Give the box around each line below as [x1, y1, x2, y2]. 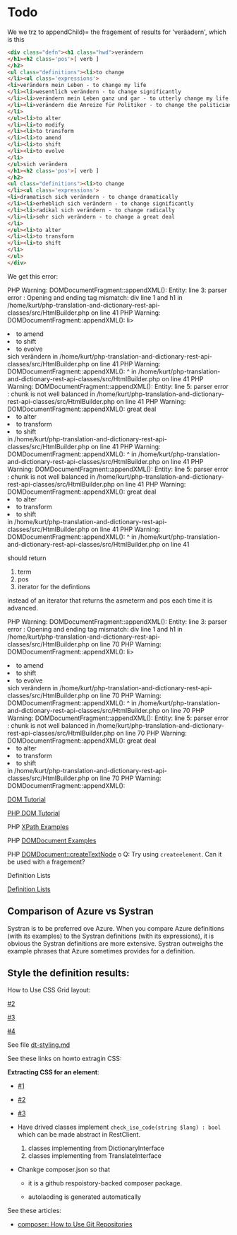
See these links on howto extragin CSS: [7, 1055, 122, 1063]
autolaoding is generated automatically [28, 1193, 141, 1201]
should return [7, 553, 47, 562]
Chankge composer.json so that [17, 1165, 111, 1174]
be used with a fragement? [7, 857, 85, 866]
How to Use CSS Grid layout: [7, 986, 91, 995]
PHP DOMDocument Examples [7, 836, 97, 845]
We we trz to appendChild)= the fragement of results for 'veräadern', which [7, 28, 227, 36]
